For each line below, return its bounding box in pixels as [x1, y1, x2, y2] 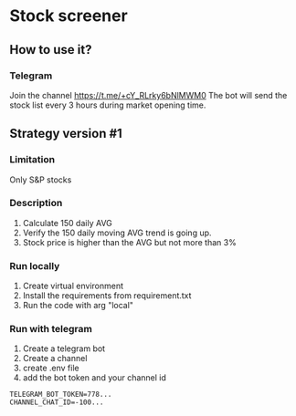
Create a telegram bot [22, 343, 106, 354]
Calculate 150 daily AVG [22, 217, 112, 228]
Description [9, 197, 63, 210]
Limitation [9, 153, 56, 166]
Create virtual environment [22, 280, 124, 292]
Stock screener [9, 5, 128, 26]
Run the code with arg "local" [22, 300, 134, 311]
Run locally [9, 259, 60, 272]
